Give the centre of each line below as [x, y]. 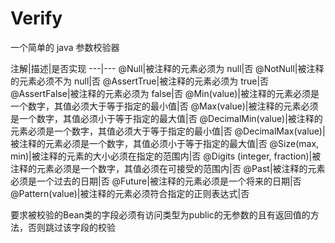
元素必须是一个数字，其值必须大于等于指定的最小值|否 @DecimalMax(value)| [168, 131]
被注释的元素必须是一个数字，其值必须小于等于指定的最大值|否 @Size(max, [165, 143]
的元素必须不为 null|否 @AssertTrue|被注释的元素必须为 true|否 [140, 81]
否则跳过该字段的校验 [71, 227]
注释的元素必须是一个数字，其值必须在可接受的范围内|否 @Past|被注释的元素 [168, 168]
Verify [36, 18]
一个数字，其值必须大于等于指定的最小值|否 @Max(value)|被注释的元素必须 [164, 106]
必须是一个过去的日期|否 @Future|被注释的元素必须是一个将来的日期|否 [156, 181]
